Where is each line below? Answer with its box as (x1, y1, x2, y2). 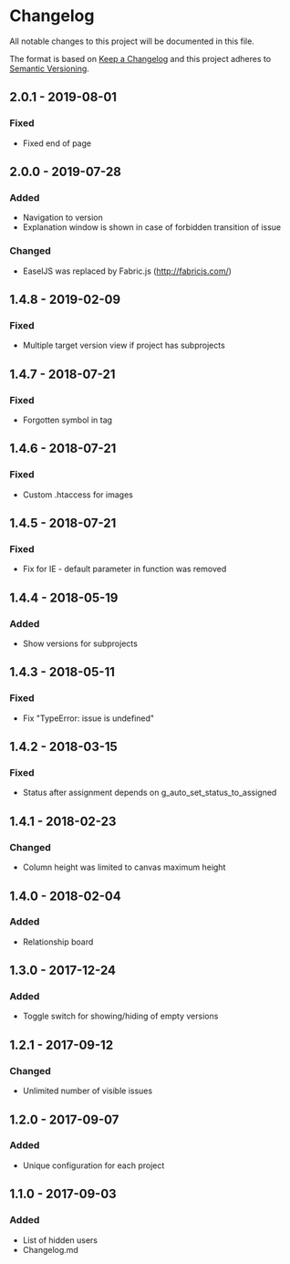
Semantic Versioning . (9, 63, 89, 74)
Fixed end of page (22, 138, 92, 149)
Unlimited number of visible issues (22, 1085, 153, 1096)
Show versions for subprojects (22, 638, 139, 649)
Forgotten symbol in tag (22, 414, 112, 425)
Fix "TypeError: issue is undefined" (22, 713, 155, 724)
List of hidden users (22, 1234, 98, 1246)
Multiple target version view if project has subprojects (22, 340, 225, 351)
